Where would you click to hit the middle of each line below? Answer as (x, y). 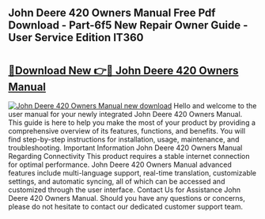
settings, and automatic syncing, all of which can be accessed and (117, 181)
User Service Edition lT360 (76, 38)
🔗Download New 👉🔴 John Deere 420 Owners (123, 70)
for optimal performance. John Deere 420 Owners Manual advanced (120, 164)
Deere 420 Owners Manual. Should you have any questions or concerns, (127, 198)
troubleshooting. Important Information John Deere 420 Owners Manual (125, 148)
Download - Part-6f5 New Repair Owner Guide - (128, 26)
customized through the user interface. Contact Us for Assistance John (125, 190)
